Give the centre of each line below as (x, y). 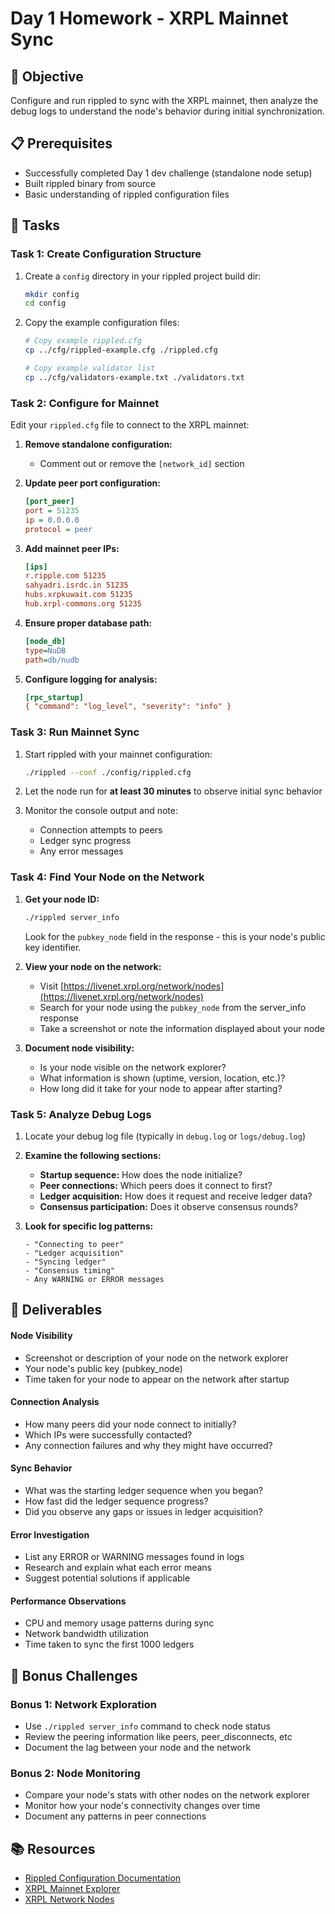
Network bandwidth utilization (87, 1634)
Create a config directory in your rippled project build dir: (143, 276)
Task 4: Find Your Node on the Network (107, 877)
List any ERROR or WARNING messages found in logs (134, 1557)
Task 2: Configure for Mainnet (85, 403)
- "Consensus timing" (69, 1270)
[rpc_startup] (54, 697)
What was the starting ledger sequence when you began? (143, 1490)
